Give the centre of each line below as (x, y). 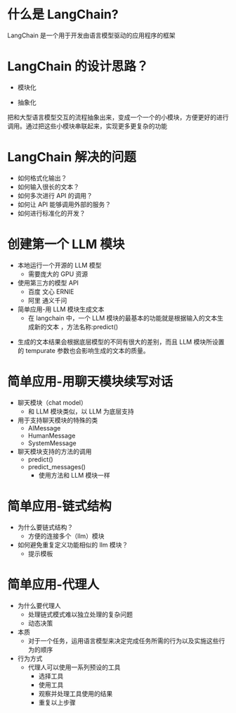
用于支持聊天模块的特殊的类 (58, 420)
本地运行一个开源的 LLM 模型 (59, 265)
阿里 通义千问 (47, 300)
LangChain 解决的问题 (72, 157)
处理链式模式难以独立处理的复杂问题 (80, 614)
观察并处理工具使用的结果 (76, 693)
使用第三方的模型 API (48, 283)
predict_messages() (57, 466)
